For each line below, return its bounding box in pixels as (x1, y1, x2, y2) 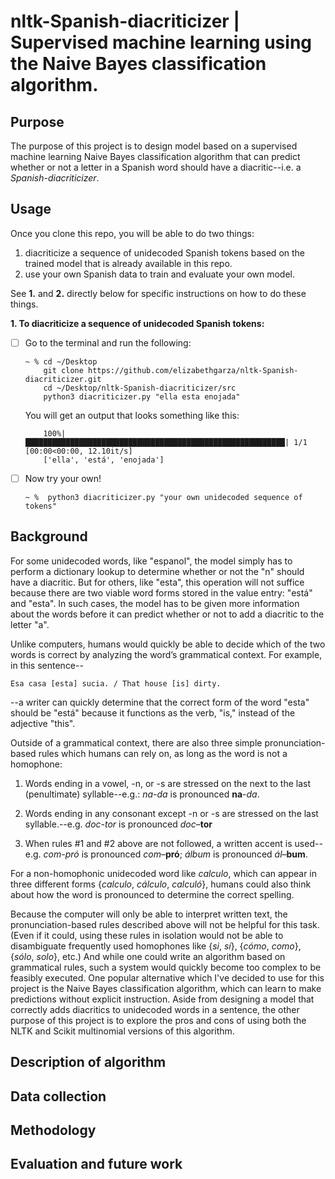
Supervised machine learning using (10, 31, 313, 54)
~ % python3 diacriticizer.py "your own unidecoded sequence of (24, 492, 303, 502)
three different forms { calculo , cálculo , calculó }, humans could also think (10, 878, 312, 890)
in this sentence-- (10, 659, 84, 671)
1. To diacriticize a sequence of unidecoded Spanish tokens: (10, 317, 265, 329)
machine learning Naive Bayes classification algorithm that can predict (10, 151, 301, 162)
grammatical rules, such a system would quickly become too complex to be (10, 961, 322, 973)
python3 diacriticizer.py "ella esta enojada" (43, 391, 241, 402)
